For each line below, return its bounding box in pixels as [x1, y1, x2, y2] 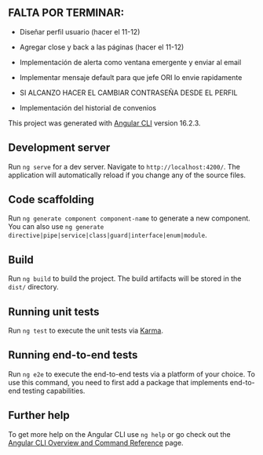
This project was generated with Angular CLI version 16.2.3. [8, 118, 201, 128]
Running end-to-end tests [8, 348, 138, 362]
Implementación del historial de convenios [19, 103, 157, 112]
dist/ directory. [8, 282, 59, 292]
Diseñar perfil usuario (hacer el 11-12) [19, 27, 141, 36]
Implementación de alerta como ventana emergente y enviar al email [19, 57, 242, 67]
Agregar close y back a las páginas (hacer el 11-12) [19, 42, 184, 52]
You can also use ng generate [8, 222, 104, 231]
